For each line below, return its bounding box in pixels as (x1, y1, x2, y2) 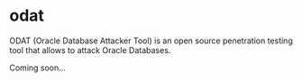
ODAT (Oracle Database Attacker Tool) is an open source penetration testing (9, 35, 293, 46)
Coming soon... (9, 62, 66, 73)
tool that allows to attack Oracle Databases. (9, 44, 171, 55)
